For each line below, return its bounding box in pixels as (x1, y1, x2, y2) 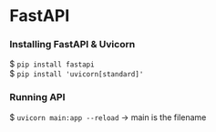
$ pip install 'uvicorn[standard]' (9, 68, 144, 79)
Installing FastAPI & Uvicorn (9, 38, 136, 51)
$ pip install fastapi (9, 58, 95, 69)
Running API (9, 91, 66, 104)
